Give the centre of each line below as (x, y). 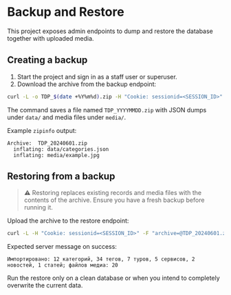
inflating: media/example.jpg (56, 155)
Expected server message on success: (62, 247)
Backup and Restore (66, 12)
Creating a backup (47, 60)
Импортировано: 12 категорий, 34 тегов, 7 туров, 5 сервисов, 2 (101, 259)
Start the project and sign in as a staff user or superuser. (97, 77)
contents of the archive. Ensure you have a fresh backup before (114, 200)
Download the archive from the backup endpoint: (87, 84)
